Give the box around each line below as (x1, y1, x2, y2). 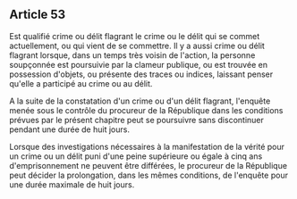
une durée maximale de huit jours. (9, 178, 135, 190)
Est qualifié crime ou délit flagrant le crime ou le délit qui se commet (9, 30, 260, 41)
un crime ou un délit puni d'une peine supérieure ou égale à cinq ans (9, 151, 263, 162)
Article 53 (9, 7, 66, 22)
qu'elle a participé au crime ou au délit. (9, 78, 153, 88)
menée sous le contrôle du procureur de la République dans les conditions (9, 104, 284, 115)
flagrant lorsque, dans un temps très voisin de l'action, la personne (9, 49, 256, 61)
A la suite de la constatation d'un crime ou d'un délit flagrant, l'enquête (9, 95, 271, 106)
